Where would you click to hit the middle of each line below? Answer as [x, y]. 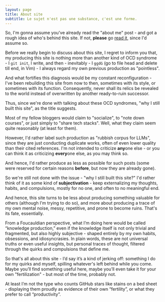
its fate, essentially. [25, 213]
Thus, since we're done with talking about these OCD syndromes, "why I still [82, 103]
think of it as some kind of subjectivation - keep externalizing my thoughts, [82, 183]
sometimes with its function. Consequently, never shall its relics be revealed [82, 89]
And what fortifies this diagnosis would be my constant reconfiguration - [79, 78]
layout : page [18, 10]
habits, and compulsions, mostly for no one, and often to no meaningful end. [82, 188]
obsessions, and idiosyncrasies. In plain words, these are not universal [77, 239]
